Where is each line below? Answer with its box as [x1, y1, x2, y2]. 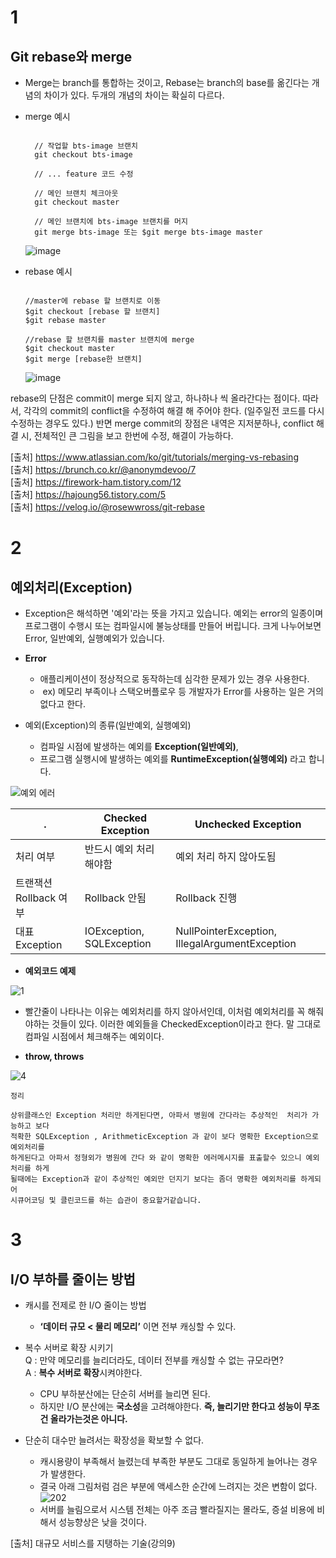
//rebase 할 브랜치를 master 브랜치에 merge [24, 335, 195, 345]
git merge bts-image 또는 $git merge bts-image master [34, 227, 263, 237]
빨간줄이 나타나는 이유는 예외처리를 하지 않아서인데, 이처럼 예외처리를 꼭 [24, 1006, 306, 1017]
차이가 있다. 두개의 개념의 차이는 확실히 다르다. [43, 89, 225, 101]
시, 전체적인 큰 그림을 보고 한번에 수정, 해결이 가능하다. [20, 430, 234, 441]
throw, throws [24, 1051, 85, 1062]
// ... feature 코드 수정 [34, 169, 134, 179]
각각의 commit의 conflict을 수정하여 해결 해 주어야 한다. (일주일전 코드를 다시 [23, 405, 325, 416]
